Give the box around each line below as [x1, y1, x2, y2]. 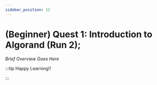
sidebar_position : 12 [5, 7, 51, 12]
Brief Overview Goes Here [5, 56, 59, 62]
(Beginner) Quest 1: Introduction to [5, 28, 152, 40]
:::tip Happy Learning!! [5, 65, 51, 71]
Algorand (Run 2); [5, 39, 81, 50]
